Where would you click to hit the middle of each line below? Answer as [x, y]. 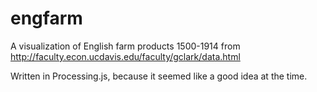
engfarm [46, 18]
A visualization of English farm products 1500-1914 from [125, 46]
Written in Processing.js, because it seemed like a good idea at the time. [159, 76]
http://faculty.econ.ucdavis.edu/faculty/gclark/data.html [125, 56]
